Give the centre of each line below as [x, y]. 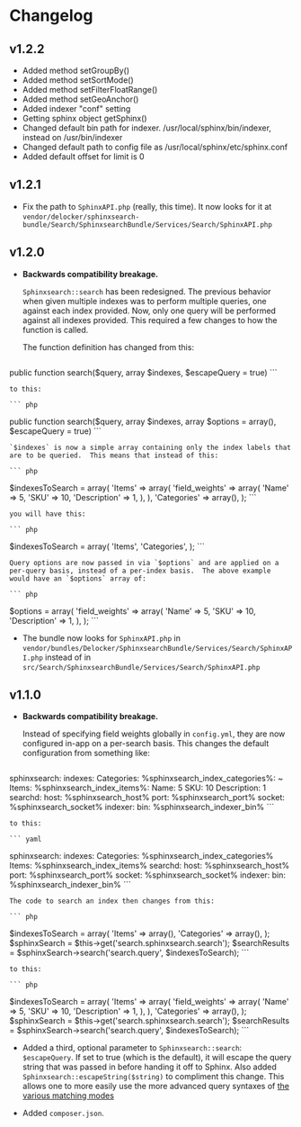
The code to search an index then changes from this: [112, 901]
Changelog [51, 16]
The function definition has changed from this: [108, 347]
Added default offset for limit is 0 [84, 157]
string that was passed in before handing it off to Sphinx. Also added [149, 1067]
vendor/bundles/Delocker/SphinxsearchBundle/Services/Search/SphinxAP [157, 648]
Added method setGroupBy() [76, 70]
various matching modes [68, 1095]
